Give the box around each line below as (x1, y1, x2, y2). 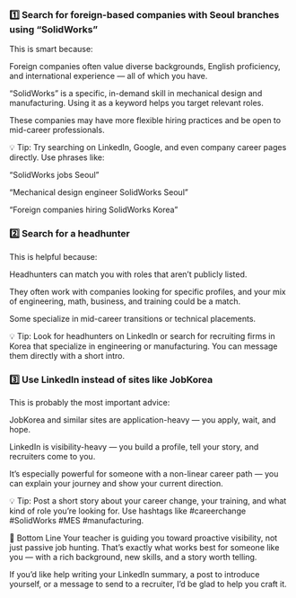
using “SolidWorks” (9, 22, 99, 35)
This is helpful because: (9, 251, 98, 262)
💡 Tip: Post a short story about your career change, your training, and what (9, 495, 287, 506)
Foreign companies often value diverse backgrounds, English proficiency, (9, 61, 281, 72)
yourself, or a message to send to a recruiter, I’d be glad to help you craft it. (9, 578, 287, 589)
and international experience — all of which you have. (9, 71, 208, 82)
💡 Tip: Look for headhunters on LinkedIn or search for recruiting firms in (9, 330, 275, 341)
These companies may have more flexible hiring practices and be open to (9, 115, 281, 126)
